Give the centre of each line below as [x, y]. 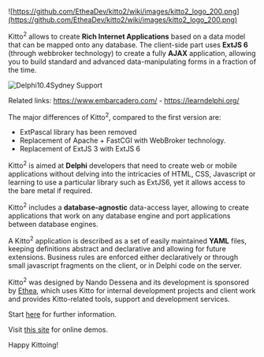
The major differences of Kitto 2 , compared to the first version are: [115, 116]
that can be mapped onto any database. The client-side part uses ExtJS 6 [128, 45]
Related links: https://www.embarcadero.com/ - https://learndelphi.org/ [124, 100]
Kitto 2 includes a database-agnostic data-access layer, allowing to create [129, 206]
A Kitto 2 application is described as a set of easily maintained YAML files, [127, 240]
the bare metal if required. [50, 190]
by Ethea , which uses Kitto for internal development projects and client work [132, 290]
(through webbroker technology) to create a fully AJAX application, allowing [132, 53]
